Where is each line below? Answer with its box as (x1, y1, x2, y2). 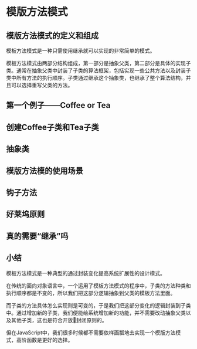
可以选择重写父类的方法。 (11, 82, 73, 89)
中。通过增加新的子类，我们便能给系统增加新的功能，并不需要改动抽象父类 (6, 309, 186, 316)
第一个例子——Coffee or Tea (6, 100, 111, 110)
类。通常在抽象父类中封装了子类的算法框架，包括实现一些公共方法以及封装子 (6, 67, 191, 74)
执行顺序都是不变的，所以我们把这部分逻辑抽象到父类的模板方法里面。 (6, 289, 176, 296)
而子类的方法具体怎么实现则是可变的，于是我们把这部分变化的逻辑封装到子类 (6, 301, 191, 309)
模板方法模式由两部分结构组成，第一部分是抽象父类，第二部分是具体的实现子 (6, 60, 191, 66)
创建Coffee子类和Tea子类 (6, 122, 100, 132)
